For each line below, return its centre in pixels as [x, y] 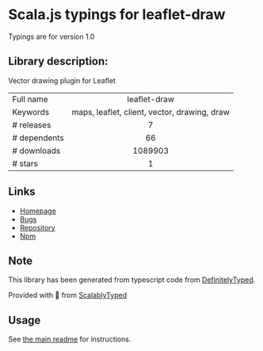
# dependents [38, 138]
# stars [25, 163]
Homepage [38, 211]
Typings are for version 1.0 [51, 36]
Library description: [58, 61]
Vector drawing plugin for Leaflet [62, 80]
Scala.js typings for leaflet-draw [117, 15]
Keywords [31, 112]
